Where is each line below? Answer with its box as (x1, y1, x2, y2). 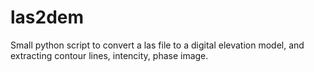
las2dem (10, 6, 85, 29)
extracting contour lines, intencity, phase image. (10, 49, 209, 61)
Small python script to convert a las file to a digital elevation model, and (10, 39, 305, 51)
